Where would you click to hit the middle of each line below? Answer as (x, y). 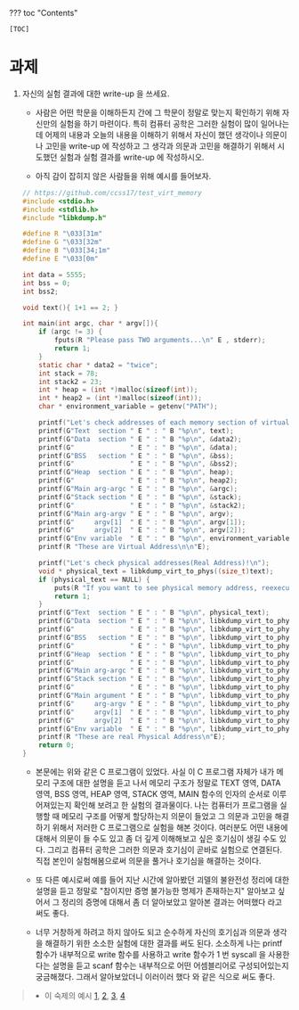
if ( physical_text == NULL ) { (94, 579)
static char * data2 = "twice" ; (98, 365)
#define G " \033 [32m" (62, 242)
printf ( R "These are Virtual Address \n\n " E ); (125, 547)
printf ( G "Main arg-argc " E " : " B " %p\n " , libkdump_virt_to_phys (166, 671)
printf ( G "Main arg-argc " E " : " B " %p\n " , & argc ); (138, 489)
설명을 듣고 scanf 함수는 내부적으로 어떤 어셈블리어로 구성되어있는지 (170, 965)
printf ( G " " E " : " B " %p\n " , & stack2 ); (142, 505)
